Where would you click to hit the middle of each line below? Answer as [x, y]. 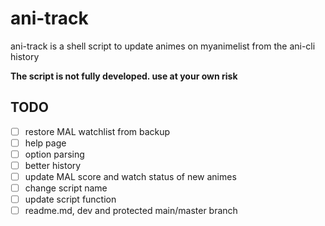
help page [45, 143]
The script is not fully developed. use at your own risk [124, 76]
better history [53, 165]
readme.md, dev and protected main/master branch [131, 211]
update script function [70, 199]
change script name [66, 188]
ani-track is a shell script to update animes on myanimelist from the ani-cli [163, 46]
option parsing [54, 154]
